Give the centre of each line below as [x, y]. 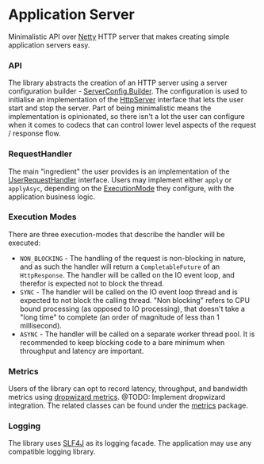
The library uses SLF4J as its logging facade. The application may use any [130, 443]
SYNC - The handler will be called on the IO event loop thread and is [128, 292]
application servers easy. [49, 44]
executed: [25, 243]
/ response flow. [34, 133]
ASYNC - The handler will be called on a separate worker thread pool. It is [137, 334]
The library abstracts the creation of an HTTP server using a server [118, 83]
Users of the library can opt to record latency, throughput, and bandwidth [128, 389]
